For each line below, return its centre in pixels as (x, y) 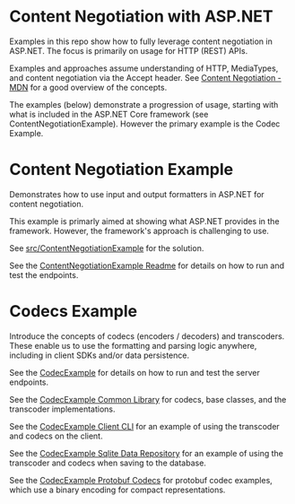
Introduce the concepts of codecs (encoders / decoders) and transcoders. (147, 336)
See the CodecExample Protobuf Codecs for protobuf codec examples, (141, 480)
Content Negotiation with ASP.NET (141, 17)
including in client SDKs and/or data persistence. (100, 355)
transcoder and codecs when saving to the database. (108, 463)
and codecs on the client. (56, 436)
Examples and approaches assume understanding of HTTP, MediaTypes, (144, 68)
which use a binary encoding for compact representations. (117, 490)
